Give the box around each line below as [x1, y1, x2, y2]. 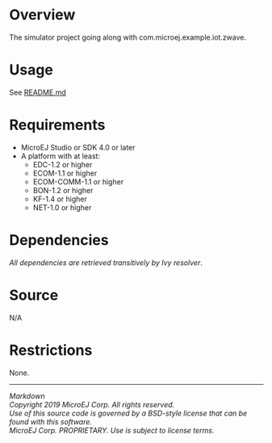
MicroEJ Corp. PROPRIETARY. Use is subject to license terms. [9, 425, 215, 435]
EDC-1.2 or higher [32, 159, 93, 169]
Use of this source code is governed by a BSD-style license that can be [9, 408, 248, 418]
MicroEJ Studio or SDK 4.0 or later [20, 142, 136, 152]
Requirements [9, 116, 106, 134]
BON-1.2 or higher [32, 185, 94, 195]
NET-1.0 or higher [32, 202, 92, 212]
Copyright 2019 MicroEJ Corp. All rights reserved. [9, 399, 175, 409]
